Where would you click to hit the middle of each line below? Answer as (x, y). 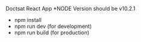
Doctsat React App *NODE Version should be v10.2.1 (70, 9)
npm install (28, 20)
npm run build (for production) (52, 33)
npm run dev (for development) (53, 26)
